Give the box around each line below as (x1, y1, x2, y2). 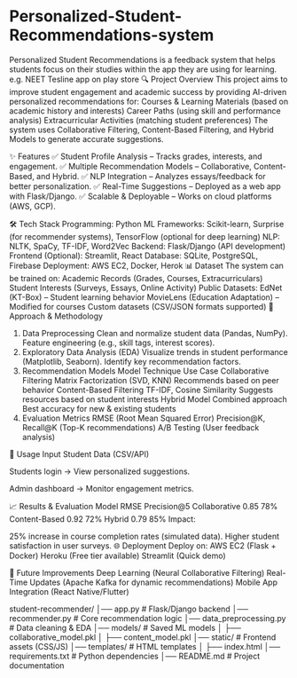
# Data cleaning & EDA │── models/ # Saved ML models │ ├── (9, 622, 242, 633)
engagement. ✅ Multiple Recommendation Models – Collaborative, (9, 161, 253, 171)
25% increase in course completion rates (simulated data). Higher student (9, 531, 280, 541)
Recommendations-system (9, 25, 215, 45)
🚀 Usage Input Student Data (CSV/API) (9, 448, 150, 459)
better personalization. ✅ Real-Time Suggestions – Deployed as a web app (9, 180, 281, 192)
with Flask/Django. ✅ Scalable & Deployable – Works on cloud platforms (9, 191, 272, 201)
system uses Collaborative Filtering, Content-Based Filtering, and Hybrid (9, 124, 275, 135)
